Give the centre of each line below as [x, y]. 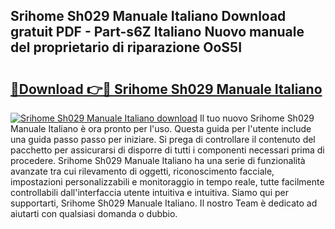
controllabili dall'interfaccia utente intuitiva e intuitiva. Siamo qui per [149, 192]
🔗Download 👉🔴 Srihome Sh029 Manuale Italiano [166, 89]
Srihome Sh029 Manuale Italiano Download [148, 16]
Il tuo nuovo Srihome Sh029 [257, 118]
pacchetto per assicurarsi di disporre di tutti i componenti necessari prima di [167, 150]
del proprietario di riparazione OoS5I [126, 47]
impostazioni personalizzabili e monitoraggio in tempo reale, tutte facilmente [167, 182]
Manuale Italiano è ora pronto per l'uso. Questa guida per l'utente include [161, 128]
